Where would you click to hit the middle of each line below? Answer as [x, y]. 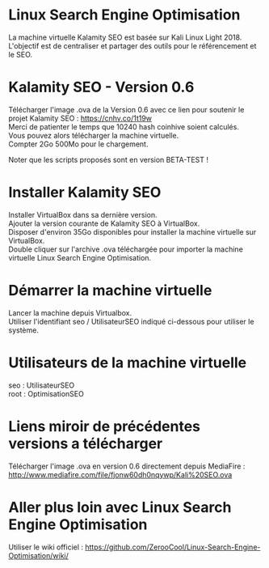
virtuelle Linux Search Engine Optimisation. [80, 257]
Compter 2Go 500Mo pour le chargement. [78, 144]
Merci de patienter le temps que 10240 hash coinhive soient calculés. [124, 126]
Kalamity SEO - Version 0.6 [101, 87]
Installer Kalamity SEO [85, 193]
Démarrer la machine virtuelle [110, 290]
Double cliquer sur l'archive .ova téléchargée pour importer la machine [126, 249]
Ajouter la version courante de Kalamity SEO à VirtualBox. [104, 223]
